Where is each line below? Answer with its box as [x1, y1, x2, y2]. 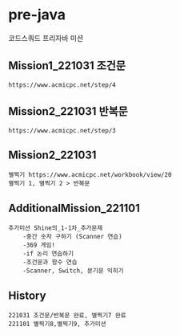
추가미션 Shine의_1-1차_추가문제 [8, 224, 103, 232]
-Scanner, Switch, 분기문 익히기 [22, 267, 124, 275]
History [8, 288, 46, 302]
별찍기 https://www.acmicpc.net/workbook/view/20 [8, 171, 172, 179]
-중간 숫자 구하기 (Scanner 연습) [22, 233, 122, 241]
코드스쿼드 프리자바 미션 [8, 33, 84, 43]
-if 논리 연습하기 [22, 250, 74, 258]
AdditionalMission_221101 [8, 201, 140, 214]
